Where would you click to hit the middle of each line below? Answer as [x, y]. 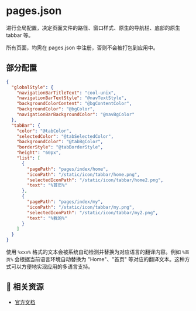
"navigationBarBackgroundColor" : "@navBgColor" [75, 114]
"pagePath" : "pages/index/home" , [68, 169]
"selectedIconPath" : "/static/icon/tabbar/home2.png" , [95, 180]
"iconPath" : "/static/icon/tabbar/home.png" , [84, 174]
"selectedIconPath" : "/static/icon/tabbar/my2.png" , [93, 212]
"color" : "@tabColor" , [44, 131]
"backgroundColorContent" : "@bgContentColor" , [74, 104]
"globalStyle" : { [32, 87]
